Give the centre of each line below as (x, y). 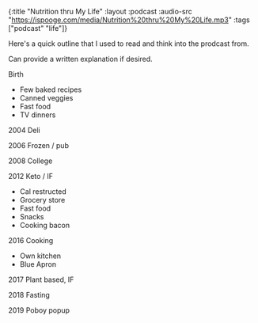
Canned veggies (46, 98)
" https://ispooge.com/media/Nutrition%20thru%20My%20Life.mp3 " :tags (129, 20)
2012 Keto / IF (31, 176)
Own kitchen (40, 256)
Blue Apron (38, 264)
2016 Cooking (31, 240)
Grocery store (42, 200)
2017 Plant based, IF (41, 279)
